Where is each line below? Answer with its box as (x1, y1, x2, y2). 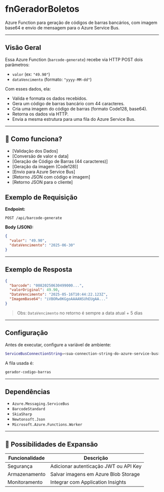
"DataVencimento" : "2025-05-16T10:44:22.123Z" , (9, 292, 108, 297)
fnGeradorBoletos (5, 3, 80, 15)
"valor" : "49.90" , (9, 238, 47, 243)
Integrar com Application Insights (50, 479, 126, 486)
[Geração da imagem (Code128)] (12, 163, 78, 169)
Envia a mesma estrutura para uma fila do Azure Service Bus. (12, 116, 136, 122)
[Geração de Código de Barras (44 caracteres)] (12, 158, 108, 164)
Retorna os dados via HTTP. (12, 111, 69, 117)
